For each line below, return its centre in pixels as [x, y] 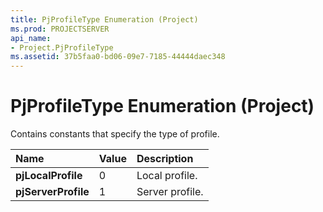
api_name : [31, 38]
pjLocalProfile [49, 176]
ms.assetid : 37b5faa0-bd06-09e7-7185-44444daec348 [118, 57]
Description [165, 159]
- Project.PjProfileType [62, 47]
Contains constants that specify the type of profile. [115, 134]
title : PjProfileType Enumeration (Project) [104, 19]
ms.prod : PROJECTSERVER [60, 29]
